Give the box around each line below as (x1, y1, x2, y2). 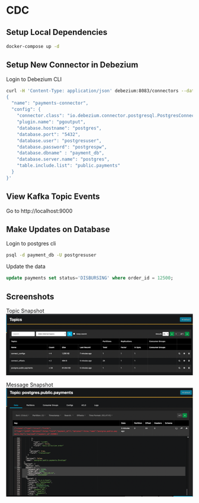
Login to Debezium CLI (6, 75, 62, 83)
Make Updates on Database (6, 224, 110, 234)
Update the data (6, 263, 46, 270)
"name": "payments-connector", (11, 100, 89, 107)
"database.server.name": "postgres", (17, 156, 110, 163)
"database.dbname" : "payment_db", (17, 150, 105, 156)
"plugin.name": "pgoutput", (17, 119, 86, 125)
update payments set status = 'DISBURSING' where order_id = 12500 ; (6, 275, 174, 281)
